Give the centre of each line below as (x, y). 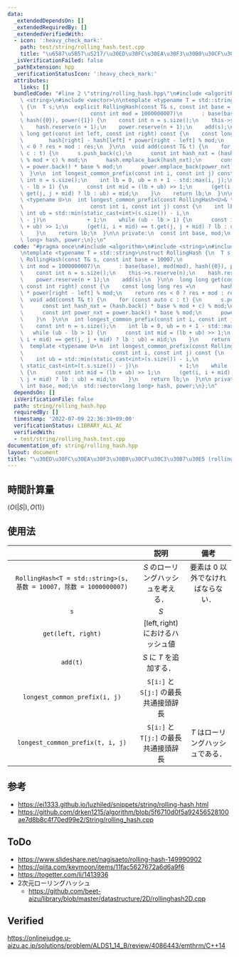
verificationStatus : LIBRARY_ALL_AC (68, 426)
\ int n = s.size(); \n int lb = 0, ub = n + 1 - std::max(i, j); (124, 180)
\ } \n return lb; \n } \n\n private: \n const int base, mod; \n (126, 233)
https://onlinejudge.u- (39, 938)
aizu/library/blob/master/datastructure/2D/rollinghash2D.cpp (117, 898)
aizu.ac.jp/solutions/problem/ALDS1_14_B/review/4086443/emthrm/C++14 (117, 946)
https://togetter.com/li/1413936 (63, 874)
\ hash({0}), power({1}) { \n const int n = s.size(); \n (110, 120)
